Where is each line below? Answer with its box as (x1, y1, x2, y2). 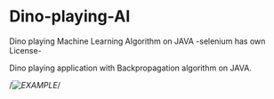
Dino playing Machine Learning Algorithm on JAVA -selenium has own (9, 36, 266, 46)
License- (9, 45, 42, 55)
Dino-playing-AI (9, 6, 131, 27)
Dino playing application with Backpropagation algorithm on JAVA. (9, 62, 252, 73)
